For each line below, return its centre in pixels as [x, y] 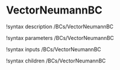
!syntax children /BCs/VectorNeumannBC [56, 61]
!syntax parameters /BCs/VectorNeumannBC [60, 38]
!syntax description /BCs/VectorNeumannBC [60, 26]
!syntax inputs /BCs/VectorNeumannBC [54, 49]
